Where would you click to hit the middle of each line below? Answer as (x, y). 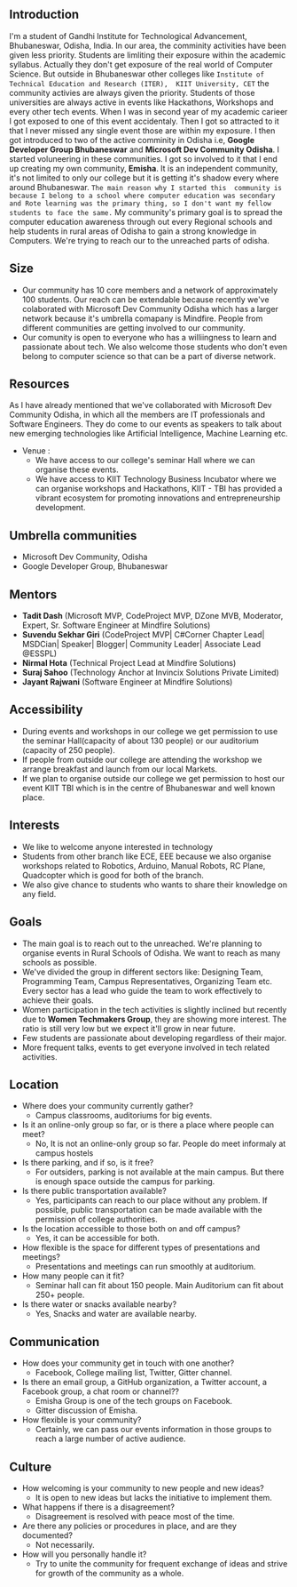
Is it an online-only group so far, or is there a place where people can (148, 1125)
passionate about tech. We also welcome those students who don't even (155, 347)
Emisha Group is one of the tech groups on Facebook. (134, 1401)
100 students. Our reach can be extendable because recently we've (145, 299)
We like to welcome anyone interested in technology (117, 846)
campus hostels (64, 1153)
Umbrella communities (73, 536)
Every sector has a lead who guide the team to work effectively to (142, 990)
